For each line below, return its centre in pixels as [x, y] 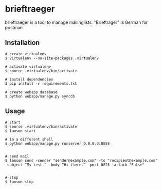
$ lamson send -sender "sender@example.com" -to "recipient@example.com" [81, 160]
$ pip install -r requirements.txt [41, 83]
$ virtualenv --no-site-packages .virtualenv [52, 58]
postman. [15, 27]
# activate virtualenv [28, 66]
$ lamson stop [19, 182]
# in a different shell [29, 139]
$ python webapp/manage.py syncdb [40, 96]
